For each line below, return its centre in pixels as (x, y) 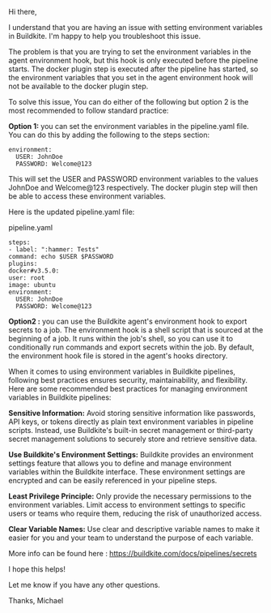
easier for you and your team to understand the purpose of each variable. (131, 538)
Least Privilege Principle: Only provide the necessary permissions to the (130, 496)
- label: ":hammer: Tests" (54, 250)
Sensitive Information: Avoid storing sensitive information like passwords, (132, 413)
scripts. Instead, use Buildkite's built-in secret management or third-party (131, 430)
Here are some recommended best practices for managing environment (128, 389)
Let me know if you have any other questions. (84, 585)
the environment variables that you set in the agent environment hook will (131, 77)
